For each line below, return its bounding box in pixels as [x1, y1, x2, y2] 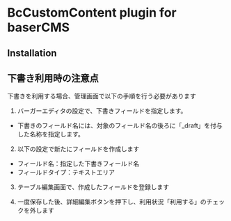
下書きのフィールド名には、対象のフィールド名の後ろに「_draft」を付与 [17, 121, 223, 130]
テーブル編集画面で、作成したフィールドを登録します [17, 183, 170, 191]
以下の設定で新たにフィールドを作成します [17, 145, 140, 153]
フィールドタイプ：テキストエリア [17, 168, 115, 177]
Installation [7, 47, 57, 59]
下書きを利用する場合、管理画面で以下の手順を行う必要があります [7, 92, 196, 100]
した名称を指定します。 [17, 130, 85, 139]
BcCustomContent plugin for [7, 5, 177, 21]
